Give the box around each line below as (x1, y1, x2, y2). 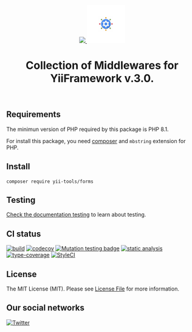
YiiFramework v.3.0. (50, 72, 154, 85)
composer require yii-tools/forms (6, 178, 94, 185)
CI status (6, 228, 41, 239)
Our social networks (6, 303, 85, 313)
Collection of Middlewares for (26, 58, 179, 72)
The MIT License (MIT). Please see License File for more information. (6, 285, 179, 292)
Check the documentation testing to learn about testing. (6, 211, 146, 218)
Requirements (6, 109, 61, 120)
